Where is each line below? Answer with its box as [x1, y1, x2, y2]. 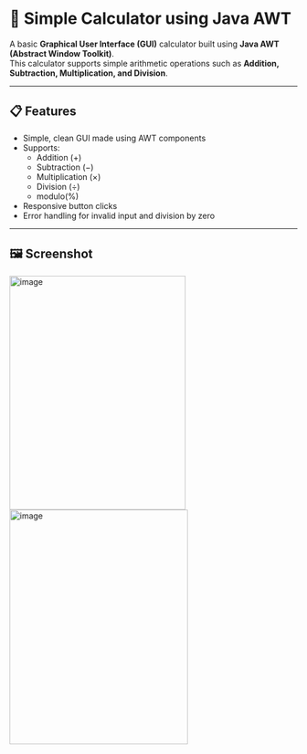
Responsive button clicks [22, 200, 118, 211]
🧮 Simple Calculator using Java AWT [9, 8, 292, 29]
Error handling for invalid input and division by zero [22, 210, 216, 221]
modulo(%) [36, 191, 79, 202]
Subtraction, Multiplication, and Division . [9, 68, 168, 79]
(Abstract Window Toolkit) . [9, 47, 114, 58]
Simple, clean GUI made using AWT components [22, 132, 206, 143]
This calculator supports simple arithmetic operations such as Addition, [9, 58, 280, 68]
